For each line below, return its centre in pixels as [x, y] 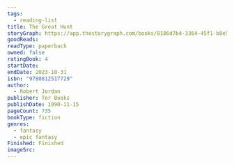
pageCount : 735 [29, 111]
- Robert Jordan [37, 91]
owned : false [26, 53]
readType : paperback [37, 46]
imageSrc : [22, 150]
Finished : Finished [36, 144]
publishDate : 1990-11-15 [43, 105]
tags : [15, 14]
